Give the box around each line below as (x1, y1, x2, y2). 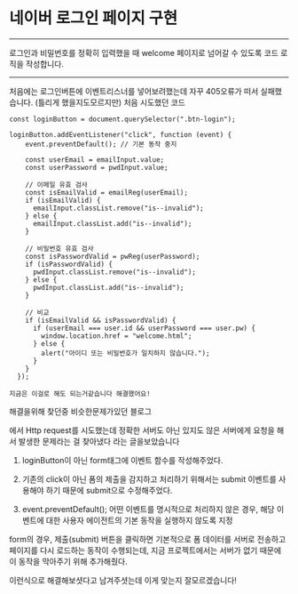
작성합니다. (25, 59, 65, 69)
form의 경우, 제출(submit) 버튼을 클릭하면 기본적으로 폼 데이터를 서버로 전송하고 (9, 534, 286, 544)
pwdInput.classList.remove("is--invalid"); (32, 268, 197, 277)
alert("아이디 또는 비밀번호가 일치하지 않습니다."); (41, 349, 210, 357)
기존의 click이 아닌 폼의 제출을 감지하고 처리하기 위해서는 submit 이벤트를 (21, 473, 277, 485)
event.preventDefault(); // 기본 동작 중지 (25, 140, 177, 148)
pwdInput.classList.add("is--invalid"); (32, 283, 184, 292)
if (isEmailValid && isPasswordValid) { (25, 316, 176, 325)
